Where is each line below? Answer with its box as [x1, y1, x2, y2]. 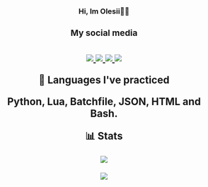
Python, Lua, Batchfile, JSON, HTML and [7, 95, 201, 108]
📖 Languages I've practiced [38, 73, 170, 86]
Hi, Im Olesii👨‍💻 [78, 6, 130, 16]
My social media [70, 27, 138, 38]
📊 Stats [85, 130, 123, 143]
